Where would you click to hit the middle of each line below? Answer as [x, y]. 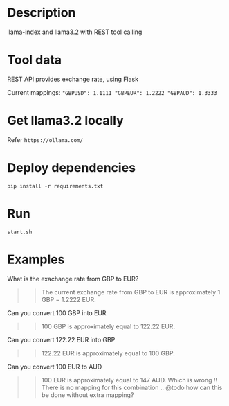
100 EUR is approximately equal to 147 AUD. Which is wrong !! [129, 380]
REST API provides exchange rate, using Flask [73, 79]
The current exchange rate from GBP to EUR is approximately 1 [131, 292]
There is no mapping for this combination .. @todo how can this [132, 387]
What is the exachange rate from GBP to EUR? [73, 279]
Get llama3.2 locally [66, 121]
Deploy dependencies [72, 168]
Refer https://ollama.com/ [45, 139]
